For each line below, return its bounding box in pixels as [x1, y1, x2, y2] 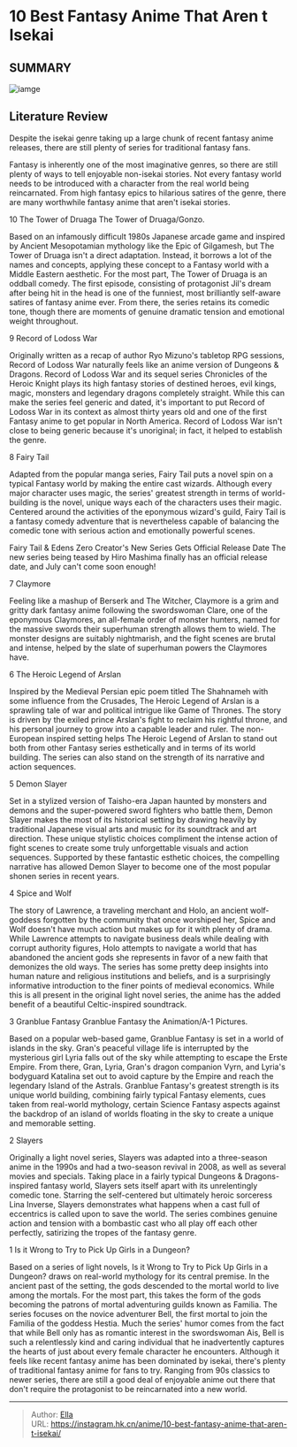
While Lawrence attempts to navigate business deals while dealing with [9, 933, 270, 944]
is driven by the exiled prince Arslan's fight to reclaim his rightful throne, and [9, 714, 288, 724]
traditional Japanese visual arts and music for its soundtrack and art [9, 823, 257, 834]
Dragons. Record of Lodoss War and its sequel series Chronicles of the [9, 369, 268, 379]
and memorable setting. [9, 1117, 95, 1129]
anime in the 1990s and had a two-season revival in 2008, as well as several [9, 1161, 286, 1172]
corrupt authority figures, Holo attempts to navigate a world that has [9, 942, 258, 953]
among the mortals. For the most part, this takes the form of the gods [9, 1290, 262, 1300]
